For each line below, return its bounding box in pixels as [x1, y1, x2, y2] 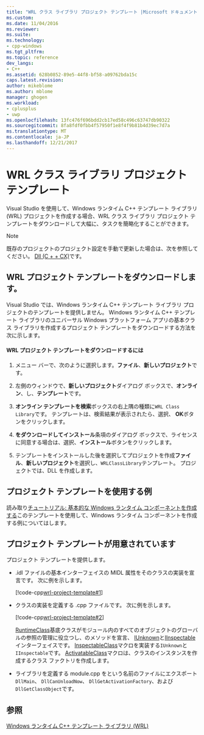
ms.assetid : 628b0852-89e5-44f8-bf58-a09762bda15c [6, 72, 138, 78]
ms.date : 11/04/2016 [6, 20, 59, 26]
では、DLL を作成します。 [31, 467, 96, 474]
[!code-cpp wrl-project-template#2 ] [15, 614, 105, 621]
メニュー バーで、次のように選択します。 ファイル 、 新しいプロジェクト [15, 361, 192, 369]
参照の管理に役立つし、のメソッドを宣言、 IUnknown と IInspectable [26, 634, 196, 641]
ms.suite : [6, 32, 32, 38]
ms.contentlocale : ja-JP [6, 134, 69, 141]
